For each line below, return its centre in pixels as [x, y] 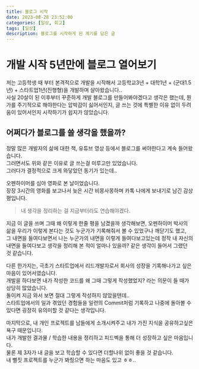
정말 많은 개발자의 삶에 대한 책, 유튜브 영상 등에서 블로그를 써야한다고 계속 [91, 148]
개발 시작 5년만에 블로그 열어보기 [81, 65]
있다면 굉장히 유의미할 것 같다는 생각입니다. [56, 310]
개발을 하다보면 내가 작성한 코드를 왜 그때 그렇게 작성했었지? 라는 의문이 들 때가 [98, 280]
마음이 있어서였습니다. [32, 273]
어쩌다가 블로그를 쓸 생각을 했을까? [66, 133]
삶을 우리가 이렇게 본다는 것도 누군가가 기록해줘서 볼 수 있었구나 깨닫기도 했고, [97, 231]
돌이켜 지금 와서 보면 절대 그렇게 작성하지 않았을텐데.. [68, 295]
